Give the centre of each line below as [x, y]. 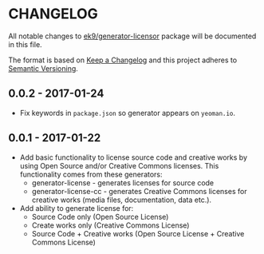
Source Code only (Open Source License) [100, 216]
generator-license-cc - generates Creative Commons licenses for [139, 191]
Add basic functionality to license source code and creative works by [134, 157]
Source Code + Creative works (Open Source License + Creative [138, 233]
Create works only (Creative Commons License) [110, 225]
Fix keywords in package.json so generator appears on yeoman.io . [128, 113]
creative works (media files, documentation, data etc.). [122, 200]
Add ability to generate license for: [77, 208]
